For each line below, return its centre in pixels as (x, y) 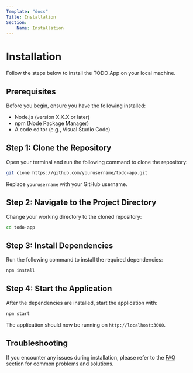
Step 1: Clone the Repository (59, 148)
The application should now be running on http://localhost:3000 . (86, 325)
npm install (20, 270)
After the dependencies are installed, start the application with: (82, 303)
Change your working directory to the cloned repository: (74, 216)
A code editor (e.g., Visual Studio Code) (62, 129)
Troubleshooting (37, 343)
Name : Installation (40, 28)
